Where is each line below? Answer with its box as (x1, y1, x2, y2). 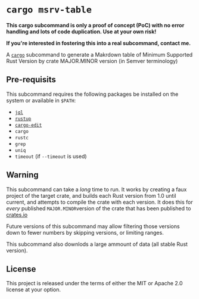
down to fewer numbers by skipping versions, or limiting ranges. (6, 229, 164, 236)
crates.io (6, 211, 28, 218)
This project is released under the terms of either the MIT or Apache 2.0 (6, 280, 183, 287)
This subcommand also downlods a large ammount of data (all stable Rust (6, 240, 188, 248)
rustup (14, 116, 32, 122)
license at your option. (6, 286, 61, 293)
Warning (6, 170, 39, 180)
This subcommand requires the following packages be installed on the (6, 91, 179, 98)
